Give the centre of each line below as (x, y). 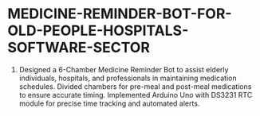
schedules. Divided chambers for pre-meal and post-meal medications (135, 86)
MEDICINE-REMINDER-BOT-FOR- (120, 14)
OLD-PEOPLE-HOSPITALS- (98, 31)
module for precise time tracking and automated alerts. (109, 103)
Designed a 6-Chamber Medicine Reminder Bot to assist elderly (124, 69)
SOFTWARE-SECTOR (79, 48)
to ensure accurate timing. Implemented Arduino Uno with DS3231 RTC (136, 95)
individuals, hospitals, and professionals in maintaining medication (128, 78)
